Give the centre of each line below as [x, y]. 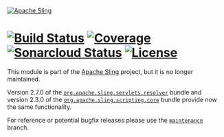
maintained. [24, 79]
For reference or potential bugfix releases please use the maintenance [105, 120]
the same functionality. [40, 107]
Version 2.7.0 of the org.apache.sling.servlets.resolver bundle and [104, 92]
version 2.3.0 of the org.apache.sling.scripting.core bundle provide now [112, 99]
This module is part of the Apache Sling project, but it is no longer [100, 71]
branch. [18, 127]
